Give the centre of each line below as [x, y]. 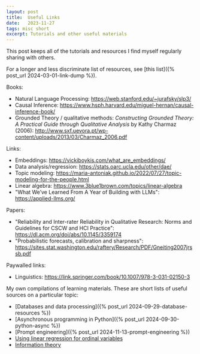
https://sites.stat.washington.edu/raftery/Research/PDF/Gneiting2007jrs [104, 247]
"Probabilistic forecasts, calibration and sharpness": [79, 241]
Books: [15, 87]
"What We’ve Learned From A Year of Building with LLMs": [87, 192]
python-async [32, 326]
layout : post [22, 12]
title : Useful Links [33, 17]
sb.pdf [23, 254]
